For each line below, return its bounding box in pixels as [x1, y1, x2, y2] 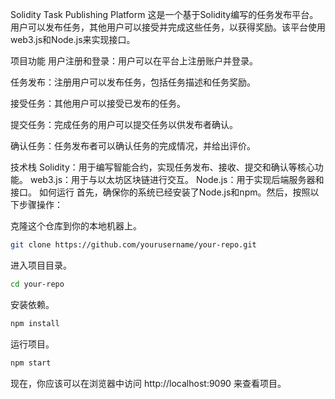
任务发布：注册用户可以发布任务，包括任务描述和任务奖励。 [10, 76, 256, 88]
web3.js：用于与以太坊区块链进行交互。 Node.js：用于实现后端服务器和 [29, 174, 325, 185]
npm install [10, 318, 60, 328]
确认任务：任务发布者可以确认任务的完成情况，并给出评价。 [10, 140, 256, 152]
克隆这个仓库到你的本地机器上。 [10, 220, 142, 232]
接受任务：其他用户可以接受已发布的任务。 [10, 98, 186, 109]
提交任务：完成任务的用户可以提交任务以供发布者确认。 [10, 119, 238, 130]
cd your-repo [10, 279, 65, 289]
